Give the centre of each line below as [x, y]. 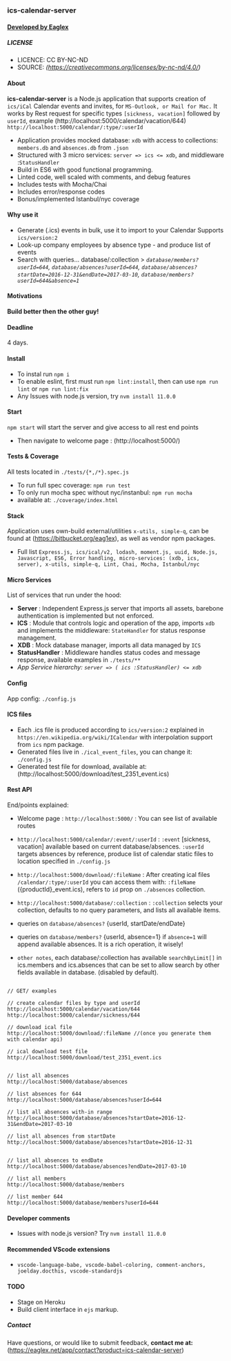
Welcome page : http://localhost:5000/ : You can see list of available [117, 818]
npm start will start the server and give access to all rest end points [103, 427]
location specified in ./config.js [64, 861]
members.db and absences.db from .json [73, 147]
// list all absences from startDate [61, 1136]
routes [26, 826]
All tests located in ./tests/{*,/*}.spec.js [68, 472]
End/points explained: [38, 805]
